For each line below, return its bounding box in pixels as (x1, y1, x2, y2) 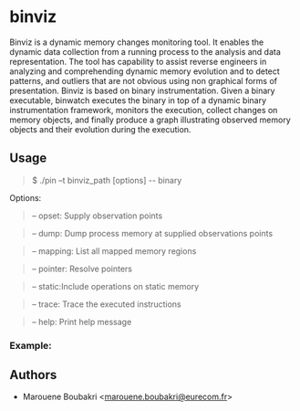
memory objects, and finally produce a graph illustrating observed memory (9, 114, 291, 125)
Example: (9, 339, 52, 352)
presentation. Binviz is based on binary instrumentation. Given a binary (9, 85, 275, 96)
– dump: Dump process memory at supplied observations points (31, 227, 274, 238)
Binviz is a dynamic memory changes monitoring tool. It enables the (9, 37, 264, 47)
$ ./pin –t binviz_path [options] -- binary (31, 174, 182, 185)
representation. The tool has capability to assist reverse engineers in (9, 56, 267, 67)
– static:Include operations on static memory (31, 280, 200, 291)
